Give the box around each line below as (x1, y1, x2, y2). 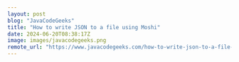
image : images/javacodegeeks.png (7, 37, 107, 44)
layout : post (7, 10, 46, 18)
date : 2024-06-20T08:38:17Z (7, 30, 91, 38)
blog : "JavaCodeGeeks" (7, 17, 75, 24)
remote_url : (7, 43, 43, 51)
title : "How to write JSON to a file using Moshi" (7, 24, 161, 31)
